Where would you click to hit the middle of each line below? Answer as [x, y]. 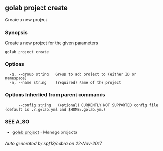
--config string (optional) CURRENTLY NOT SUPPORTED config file [88, 105]
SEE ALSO [17, 121]
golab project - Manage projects [44, 132]
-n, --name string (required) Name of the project [65, 83]
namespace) [16, 78]
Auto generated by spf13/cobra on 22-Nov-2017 [53, 143]
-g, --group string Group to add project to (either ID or [73, 74]
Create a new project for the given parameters [52, 43]
